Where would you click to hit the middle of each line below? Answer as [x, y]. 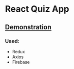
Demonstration [28, 27]
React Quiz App [37, 9]
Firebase [21, 62]
